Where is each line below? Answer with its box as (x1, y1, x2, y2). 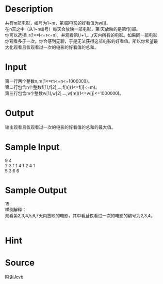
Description (5, 3, 53, 15)
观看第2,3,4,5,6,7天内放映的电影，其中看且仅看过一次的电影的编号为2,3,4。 (5, 212, 155, 219)
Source (5, 257, 35, 268)
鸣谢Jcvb (5, 274, 24, 280)
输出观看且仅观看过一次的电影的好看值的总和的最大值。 (5, 124, 115, 130)
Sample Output (5, 185, 67, 196)
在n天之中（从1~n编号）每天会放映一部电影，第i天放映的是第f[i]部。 (5, 26, 141, 32)
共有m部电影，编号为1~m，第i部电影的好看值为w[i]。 (5, 20, 111, 26)
